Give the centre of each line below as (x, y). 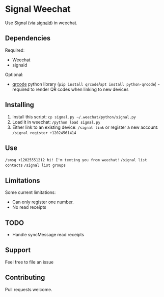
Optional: (14, 74)
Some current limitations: (30, 192)
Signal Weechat (38, 9)
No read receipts (29, 207)
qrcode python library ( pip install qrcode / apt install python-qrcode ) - (86, 84)
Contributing (25, 278)
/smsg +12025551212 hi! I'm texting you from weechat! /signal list (76, 160)
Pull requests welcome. (29, 289)
